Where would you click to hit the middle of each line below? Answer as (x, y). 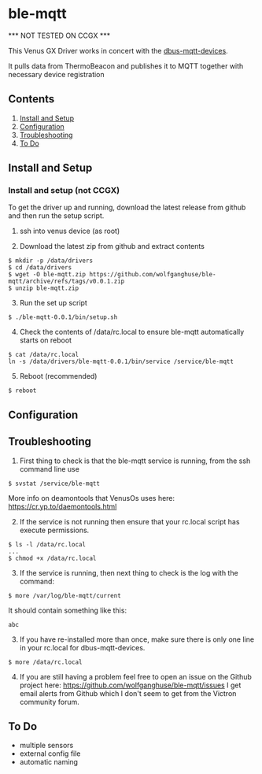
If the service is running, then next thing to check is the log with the (129, 572)
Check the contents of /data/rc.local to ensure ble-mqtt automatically (132, 332)
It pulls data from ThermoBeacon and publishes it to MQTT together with (126, 66)
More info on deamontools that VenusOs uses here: (92, 498)
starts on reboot (46, 340)
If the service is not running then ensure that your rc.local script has (129, 521)
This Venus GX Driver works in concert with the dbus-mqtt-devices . (118, 50)
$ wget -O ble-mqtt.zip (47, 275)
